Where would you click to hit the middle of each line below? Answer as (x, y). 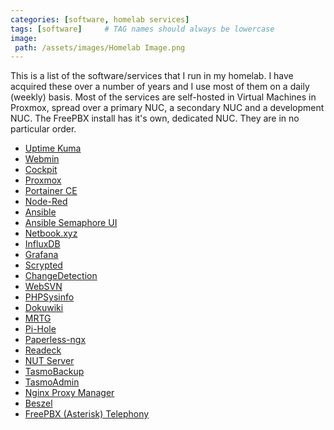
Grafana (41, 255)
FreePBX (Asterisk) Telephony (87, 414)
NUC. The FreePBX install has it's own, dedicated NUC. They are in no (155, 118)
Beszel (38, 403)
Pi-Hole (40, 329)
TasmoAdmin (52, 382)
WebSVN (43, 287)
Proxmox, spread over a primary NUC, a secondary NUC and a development (167, 108)
